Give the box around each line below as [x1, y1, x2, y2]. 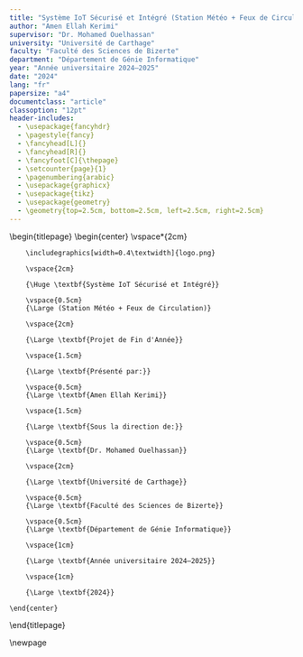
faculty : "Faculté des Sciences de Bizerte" [9, 47, 179, 56]
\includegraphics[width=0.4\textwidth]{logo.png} [25, 248, 216, 257]
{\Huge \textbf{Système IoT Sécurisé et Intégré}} [25, 280, 220, 289]
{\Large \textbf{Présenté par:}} [25, 366, 151, 375]
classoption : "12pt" [9, 106, 87, 115]
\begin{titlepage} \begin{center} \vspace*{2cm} [9, 231, 188, 242]
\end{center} [9, 604, 59, 613]
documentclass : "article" [9, 97, 106, 106]
